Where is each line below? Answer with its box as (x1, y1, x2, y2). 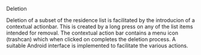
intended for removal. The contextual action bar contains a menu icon (6, 29, 179, 36)
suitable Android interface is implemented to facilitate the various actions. (6, 42, 188, 49)
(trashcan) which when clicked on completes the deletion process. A (6, 36, 176, 42)
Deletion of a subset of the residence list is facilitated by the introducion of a (6, 17, 195, 23)
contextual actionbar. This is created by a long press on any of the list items (6, 23, 193, 30)
